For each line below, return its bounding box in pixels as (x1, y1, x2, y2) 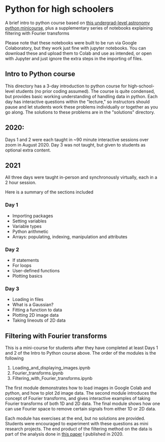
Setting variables (12, 218, 47, 224)
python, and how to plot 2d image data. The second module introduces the (5, 390, 157, 396)
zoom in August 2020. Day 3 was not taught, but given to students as (5, 142, 146, 147)
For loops (12, 262, 32, 268)
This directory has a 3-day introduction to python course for (5, 83, 127, 89)
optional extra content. (5, 147, 51, 153)
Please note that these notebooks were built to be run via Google (5, 39, 137, 45)
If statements (12, 257, 39, 263)
